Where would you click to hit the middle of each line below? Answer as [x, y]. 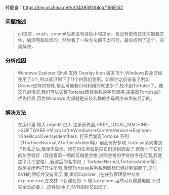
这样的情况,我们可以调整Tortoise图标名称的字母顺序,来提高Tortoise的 [89, 92]
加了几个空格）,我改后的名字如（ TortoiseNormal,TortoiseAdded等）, [89, 162]
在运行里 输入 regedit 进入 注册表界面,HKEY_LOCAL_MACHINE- [84, 124]
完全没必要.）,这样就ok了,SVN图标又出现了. [63, 187]
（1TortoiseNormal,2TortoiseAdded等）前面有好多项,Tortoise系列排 [88, 142]
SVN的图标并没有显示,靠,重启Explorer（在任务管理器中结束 [79, 174]
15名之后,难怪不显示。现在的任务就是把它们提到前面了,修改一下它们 [92, 149]
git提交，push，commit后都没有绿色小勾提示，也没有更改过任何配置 [89, 34]
